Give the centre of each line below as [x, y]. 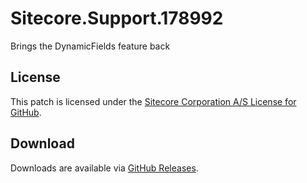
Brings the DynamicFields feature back [90, 46]
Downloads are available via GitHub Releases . [104, 168]
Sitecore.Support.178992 [117, 18]
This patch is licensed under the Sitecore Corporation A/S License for [153, 101]
